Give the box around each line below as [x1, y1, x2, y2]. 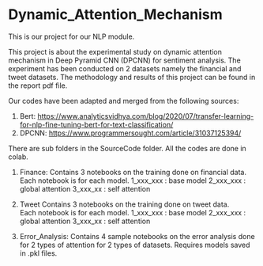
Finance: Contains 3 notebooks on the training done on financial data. [19, 167, 247, 177]
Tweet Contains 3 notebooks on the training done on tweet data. [19, 199, 230, 209]
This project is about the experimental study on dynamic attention [8, 47, 223, 56]
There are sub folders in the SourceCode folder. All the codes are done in [8, 143, 246, 153]
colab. [8, 152, 29, 161]
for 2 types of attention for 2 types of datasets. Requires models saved [19, 240, 250, 249]
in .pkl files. [19, 248, 58, 258]
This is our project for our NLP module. [8, 32, 135, 41]
